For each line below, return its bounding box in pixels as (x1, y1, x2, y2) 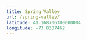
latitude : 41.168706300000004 (6, 19, 82, 25)
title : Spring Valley (6, 8, 60, 15)
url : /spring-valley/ (6, 14, 60, 20)
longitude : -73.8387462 (6, 25, 66, 31)
